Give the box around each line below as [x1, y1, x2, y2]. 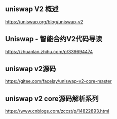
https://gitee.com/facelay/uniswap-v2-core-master [5, 78, 112, 84]
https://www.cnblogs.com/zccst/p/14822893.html [5, 108, 110, 114]
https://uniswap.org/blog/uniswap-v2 [5, 18, 84, 24]
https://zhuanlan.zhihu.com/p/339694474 [5, 48, 93, 54]
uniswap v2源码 [5, 65, 56, 73]
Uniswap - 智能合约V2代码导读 [5, 35, 102, 43]
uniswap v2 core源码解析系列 [5, 94, 99, 103]
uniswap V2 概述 [5, 5, 59, 14]
